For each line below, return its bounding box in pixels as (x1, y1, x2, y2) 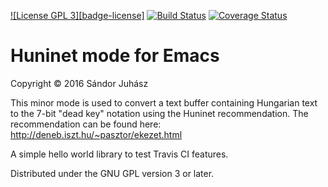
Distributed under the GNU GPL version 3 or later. (10, 167, 215, 179)
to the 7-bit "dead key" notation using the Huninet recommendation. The (10, 107, 309, 119)
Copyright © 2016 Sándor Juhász (10, 77, 149, 89)
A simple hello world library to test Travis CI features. (10, 148, 229, 160)
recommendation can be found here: (10, 118, 162, 130)
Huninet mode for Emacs (10, 45, 220, 67)
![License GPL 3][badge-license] (10, 10, 145, 21)
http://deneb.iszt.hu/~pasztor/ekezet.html (10, 128, 183, 140)
